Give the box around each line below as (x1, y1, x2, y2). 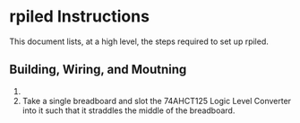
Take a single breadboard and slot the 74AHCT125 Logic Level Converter (21, 95, 292, 106)
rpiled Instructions (9, 6, 150, 27)
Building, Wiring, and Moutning (9, 62, 187, 77)
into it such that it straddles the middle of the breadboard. (21, 105, 236, 116)
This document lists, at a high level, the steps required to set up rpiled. (9, 36, 269, 47)
